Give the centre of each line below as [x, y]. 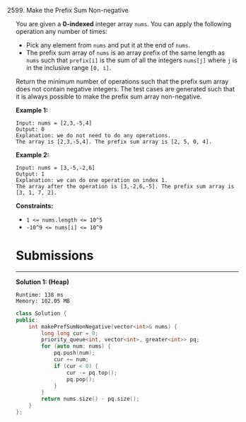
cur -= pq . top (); [92, 372]
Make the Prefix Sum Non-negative [77, 10]
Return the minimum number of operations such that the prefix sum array [122, 81]
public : [27, 320]
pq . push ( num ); [74, 353]
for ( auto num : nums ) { [76, 346]
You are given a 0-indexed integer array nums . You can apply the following [124, 24]
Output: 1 [30, 174]
